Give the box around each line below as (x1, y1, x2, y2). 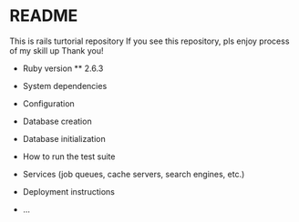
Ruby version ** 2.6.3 (22, 63, 104, 74)
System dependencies (22, 80, 108, 91)
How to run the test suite (22, 151, 116, 162)
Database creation (22, 116, 93, 126)
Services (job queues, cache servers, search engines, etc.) (22, 168, 245, 179)
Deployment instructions (22, 186, 116, 197)
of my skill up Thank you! (9, 45, 104, 55)
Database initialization (22, 133, 107, 144)
